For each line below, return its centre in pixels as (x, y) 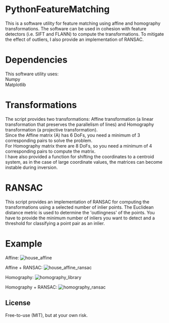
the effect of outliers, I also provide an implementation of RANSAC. (74, 39)
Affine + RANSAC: (24, 267)
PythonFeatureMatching (58, 9)
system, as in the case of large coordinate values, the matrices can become (84, 162)
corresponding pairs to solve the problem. (49, 141)
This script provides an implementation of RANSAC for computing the (77, 202)
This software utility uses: (32, 74)
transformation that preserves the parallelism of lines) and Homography (80, 124)
